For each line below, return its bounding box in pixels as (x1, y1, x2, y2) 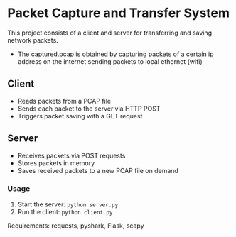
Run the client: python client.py (17, 207, 113, 216)
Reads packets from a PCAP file (17, 97, 112, 105)
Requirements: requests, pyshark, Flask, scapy (7, 221, 144, 230)
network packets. (7, 35, 58, 44)
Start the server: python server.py (17, 200, 119, 209)
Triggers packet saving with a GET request (17, 111, 143, 120)
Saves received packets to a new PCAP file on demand (17, 166, 179, 175)
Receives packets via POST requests (17, 151, 126, 160)
